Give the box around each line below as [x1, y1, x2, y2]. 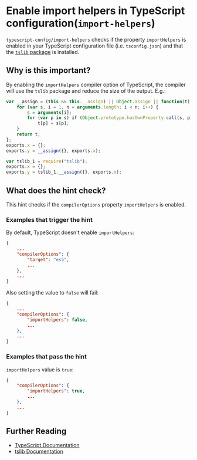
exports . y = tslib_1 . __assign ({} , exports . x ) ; [6, 169, 122, 175]
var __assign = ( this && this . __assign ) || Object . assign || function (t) [6, 99, 191, 104]
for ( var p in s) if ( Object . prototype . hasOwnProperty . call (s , [27, 115, 185, 121]
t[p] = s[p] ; [37, 120, 69, 127]
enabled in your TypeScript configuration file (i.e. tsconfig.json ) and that [6, 42, 184, 49]
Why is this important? [6, 66, 91, 76]
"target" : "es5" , [27, 256, 69, 262]
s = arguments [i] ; [27, 110, 72, 116]
